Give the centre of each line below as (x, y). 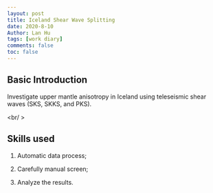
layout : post (26, 13)
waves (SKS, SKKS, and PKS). (49, 103)
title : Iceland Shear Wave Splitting (61, 20)
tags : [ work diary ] (35, 39)
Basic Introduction (47, 80)
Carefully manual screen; (53, 169)
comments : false (30, 45)
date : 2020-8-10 (30, 26)
